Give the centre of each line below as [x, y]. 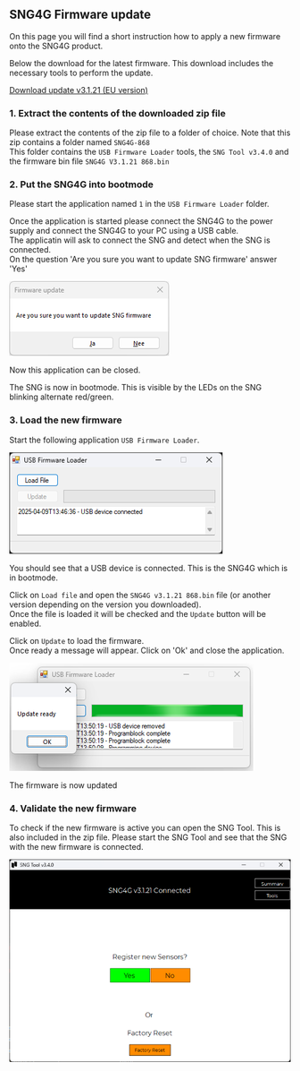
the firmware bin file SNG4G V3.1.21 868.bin [89, 161]
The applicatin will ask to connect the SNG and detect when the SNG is [140, 240]
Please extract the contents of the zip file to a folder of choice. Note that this [150, 133]
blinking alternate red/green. [62, 397]
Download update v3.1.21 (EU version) [79, 90]
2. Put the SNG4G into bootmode [82, 184]
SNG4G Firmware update [80, 15]
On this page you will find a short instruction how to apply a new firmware [145, 36]
